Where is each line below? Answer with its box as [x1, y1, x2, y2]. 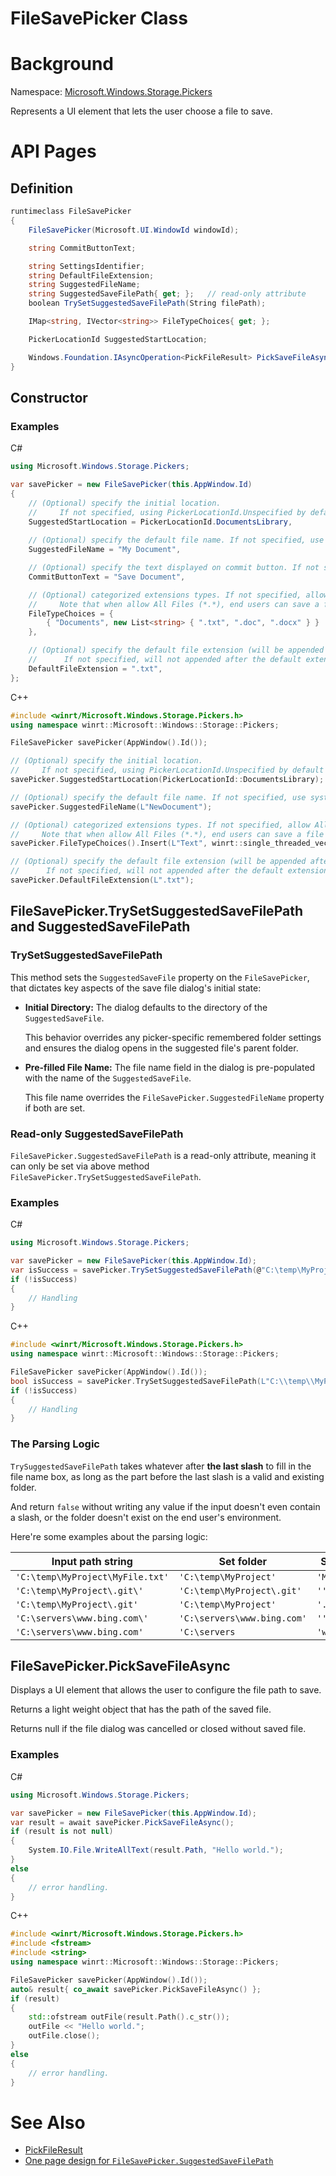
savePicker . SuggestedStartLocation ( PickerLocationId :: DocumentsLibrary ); [10, 775, 325, 785]
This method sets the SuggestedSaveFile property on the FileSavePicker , [10, 971, 310, 983]
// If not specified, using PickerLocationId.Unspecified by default [10, 765, 325, 776]
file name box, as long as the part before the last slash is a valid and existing [10, 1470, 325, 1482]
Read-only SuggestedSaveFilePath [10, 1127, 184, 1141]
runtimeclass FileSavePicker [10, 207, 132, 217]
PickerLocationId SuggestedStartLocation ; [28, 334, 208, 344]
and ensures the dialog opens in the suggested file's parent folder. [24, 1042, 299, 1054]
